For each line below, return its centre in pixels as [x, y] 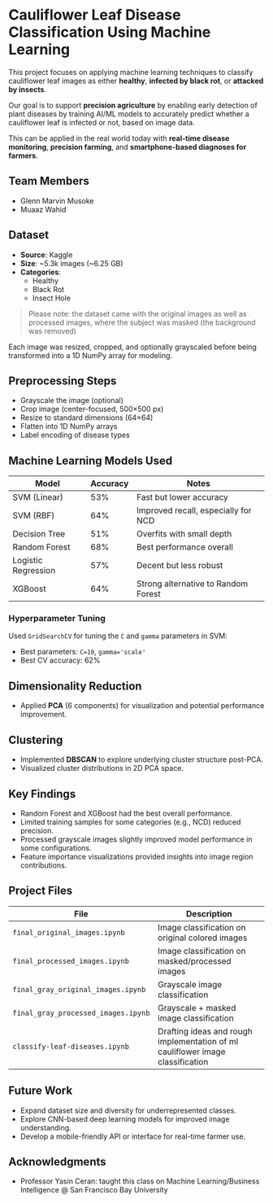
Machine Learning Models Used [91, 460]
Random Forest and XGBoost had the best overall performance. [126, 813]
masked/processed [195, 960]
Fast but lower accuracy [183, 497]
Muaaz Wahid [43, 209]
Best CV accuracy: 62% [60, 660]
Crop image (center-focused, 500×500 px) [92, 409]
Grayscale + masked [197, 1008]
